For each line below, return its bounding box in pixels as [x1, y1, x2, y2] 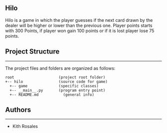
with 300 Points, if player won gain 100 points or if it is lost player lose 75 [5, 27, 155, 34]
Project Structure [5, 47, 60, 56]
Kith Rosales [12, 124, 38, 130]
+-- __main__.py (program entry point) [9, 88, 106, 93]
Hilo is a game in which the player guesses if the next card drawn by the [5, 17, 153, 23]
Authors [5, 106, 31, 114]
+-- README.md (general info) [9, 92, 94, 97]
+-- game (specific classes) [9, 83, 99, 88]
